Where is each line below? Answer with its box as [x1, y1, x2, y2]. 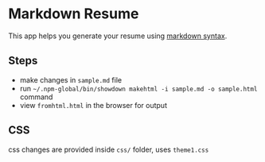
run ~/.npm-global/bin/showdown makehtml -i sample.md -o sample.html [19, 83, 258, 93]
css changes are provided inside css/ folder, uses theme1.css [8, 145, 209, 154]
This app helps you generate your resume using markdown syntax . [8, 31, 228, 40]
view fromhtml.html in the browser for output [19, 100, 167, 110]
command [19, 92, 53, 102]
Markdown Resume [8, 5, 139, 23]
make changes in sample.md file [19, 75, 122, 84]
